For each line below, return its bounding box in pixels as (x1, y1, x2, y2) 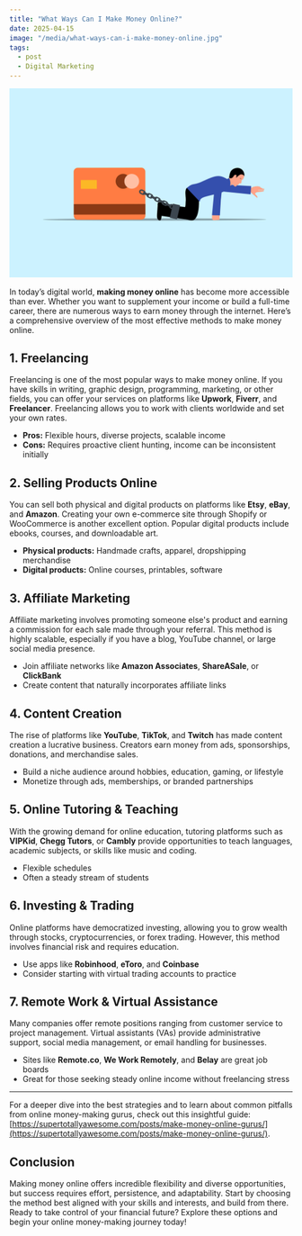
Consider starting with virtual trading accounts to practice (22, 968, 236, 979)
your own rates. (9, 412, 67, 423)
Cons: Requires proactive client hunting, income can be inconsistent (22, 439, 276, 450)
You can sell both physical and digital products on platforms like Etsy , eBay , (9, 500, 290, 510)
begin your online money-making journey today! (9, 1216, 187, 1228)
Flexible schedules (22, 862, 93, 873)
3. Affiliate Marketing (9, 591, 130, 606)
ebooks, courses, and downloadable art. (9, 528, 159, 539)
